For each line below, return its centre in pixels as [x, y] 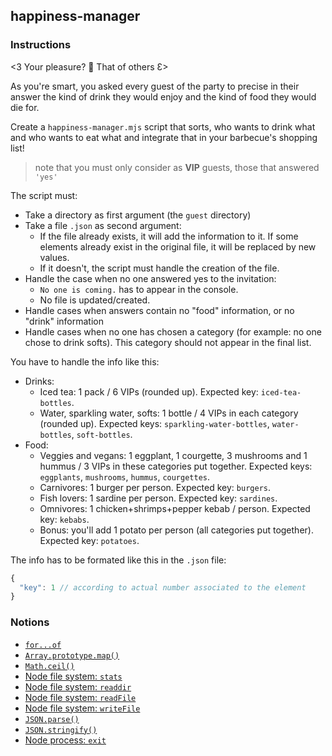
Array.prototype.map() [72, 655]
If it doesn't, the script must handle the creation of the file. [159, 268]
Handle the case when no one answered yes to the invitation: [150, 278]
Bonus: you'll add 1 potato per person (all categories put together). [176, 530]
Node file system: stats [73, 676]
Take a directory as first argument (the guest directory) [138, 215]
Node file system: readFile [80, 697]
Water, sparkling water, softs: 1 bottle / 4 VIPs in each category [169, 413]
